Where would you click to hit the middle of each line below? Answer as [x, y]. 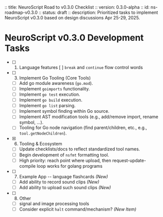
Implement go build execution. [51, 100]
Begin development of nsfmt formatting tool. [64, 155]
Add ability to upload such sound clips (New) [65, 187]
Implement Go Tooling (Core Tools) [55, 78]
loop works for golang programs [69, 166]
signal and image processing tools [54, 204]
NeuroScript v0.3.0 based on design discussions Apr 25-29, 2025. [72, 18]
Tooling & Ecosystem [41, 144]
